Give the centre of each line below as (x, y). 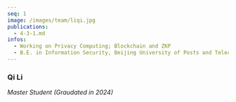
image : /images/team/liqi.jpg (52, 20)
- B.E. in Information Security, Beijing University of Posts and (113, 53)
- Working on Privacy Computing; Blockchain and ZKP (92, 46)
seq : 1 (17, 14)
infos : (17, 40)
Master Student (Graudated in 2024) (60, 92)
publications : (28, 27)
